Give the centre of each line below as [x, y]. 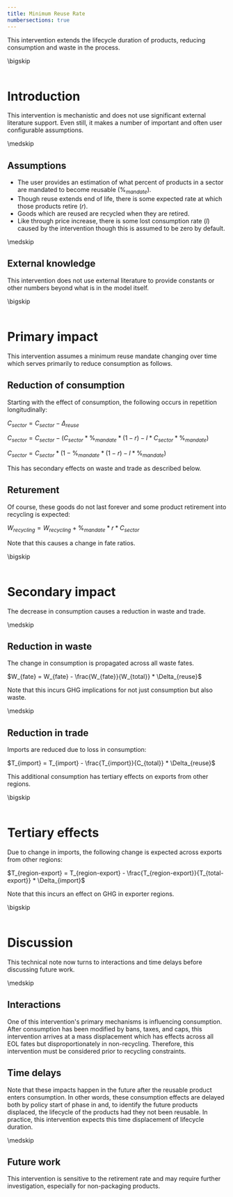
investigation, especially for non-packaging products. [84, 1186]
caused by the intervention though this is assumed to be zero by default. [121, 228]
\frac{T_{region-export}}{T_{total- [175, 873]
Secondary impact [62, 592]
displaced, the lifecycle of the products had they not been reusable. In [107, 1112]
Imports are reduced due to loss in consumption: [77, 750]
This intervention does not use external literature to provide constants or [111, 280]
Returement [33, 490]
